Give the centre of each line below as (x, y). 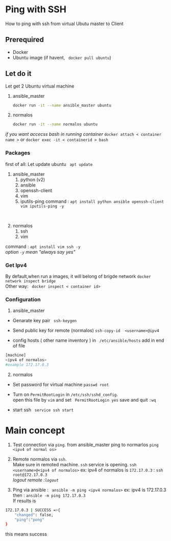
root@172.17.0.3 (30, 475)
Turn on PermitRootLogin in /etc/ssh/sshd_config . (65, 394)
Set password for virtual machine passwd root (61, 384)
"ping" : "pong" (29, 519)
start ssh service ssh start (43, 410)
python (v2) (33, 179)
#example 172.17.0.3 (27, 365)
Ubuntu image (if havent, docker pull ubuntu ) (62, 57)
